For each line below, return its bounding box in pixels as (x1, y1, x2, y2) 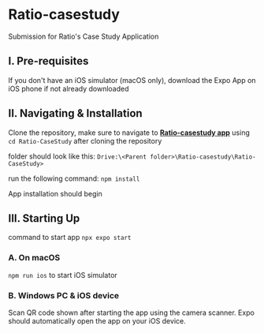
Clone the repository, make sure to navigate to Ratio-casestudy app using (8, 128, 250, 137)
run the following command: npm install (8, 174, 140, 183)
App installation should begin (8, 189, 102, 198)
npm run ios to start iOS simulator (8, 270, 118, 279)
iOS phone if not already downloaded (8, 84, 129, 93)
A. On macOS (8, 253, 61, 264)
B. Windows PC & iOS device (8, 290, 120, 301)
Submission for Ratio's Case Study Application (8, 32, 159, 41)
